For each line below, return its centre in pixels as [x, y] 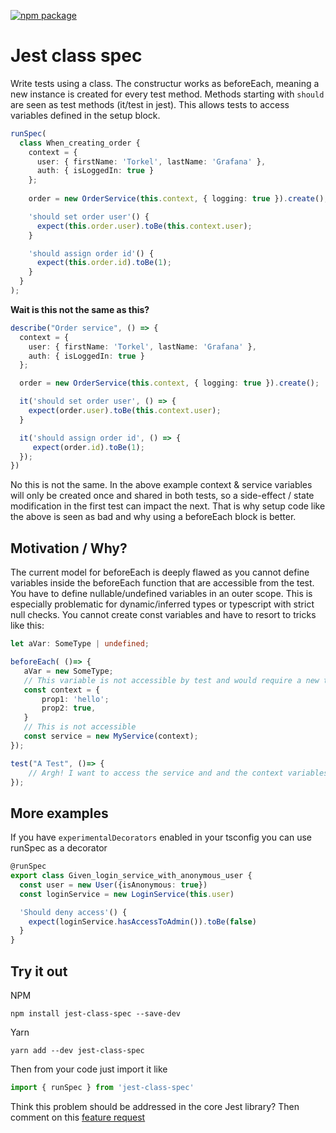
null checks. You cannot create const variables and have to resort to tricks [163, 615]
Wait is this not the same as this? [80, 309]
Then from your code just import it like [89, 1069]
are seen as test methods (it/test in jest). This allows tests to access [150, 104]
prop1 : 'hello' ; [75, 699]
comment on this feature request [78, 1117]
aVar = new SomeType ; [68, 671]
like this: [27, 626]
